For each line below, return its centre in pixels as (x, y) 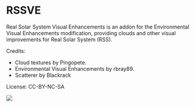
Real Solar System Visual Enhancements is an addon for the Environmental (98, 27)
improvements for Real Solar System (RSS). (59, 39)
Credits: (16, 51)
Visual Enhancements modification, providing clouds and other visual (91, 33)
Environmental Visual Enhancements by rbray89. (75, 68)
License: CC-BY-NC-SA (35, 86)
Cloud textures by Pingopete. (51, 62)
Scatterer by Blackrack (43, 75)
